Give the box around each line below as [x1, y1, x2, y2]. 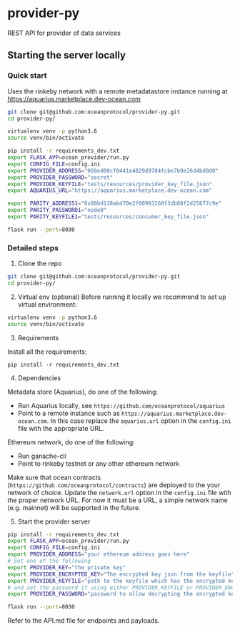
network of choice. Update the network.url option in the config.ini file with [7, 488, 231, 496]
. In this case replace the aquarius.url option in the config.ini [46, 416, 231, 425]
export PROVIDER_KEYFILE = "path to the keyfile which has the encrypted [7, 577, 225, 584]
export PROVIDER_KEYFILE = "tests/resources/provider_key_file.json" [7, 180, 213, 188]
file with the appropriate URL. [17, 424, 105, 432]
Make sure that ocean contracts [7, 473, 101, 481]
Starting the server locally [7, 49, 126, 61]
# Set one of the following [7, 558, 91, 565]
